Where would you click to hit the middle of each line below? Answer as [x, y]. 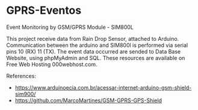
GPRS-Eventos [44, 11]
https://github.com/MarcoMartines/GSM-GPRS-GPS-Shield [88, 100]
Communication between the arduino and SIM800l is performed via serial [97, 45]
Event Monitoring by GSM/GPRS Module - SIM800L [70, 27]
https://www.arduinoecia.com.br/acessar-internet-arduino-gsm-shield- [103, 87]
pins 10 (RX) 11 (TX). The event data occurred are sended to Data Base [94, 51]
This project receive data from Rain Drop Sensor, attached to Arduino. [93, 38]
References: [21, 76]
